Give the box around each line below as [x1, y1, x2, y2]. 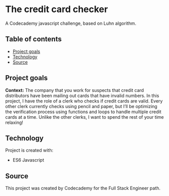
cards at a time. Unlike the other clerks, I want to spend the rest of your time [5, 114, 164, 120]
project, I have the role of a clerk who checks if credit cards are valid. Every [5, 97, 163, 104]
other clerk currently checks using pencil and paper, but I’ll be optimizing [5, 103, 158, 109]
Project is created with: [5, 148, 54, 154]
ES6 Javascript [12, 157, 45, 163]
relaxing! [5, 119, 24, 125]
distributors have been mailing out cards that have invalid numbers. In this [5, 92, 159, 99]
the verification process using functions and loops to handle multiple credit [5, 109, 161, 115]
